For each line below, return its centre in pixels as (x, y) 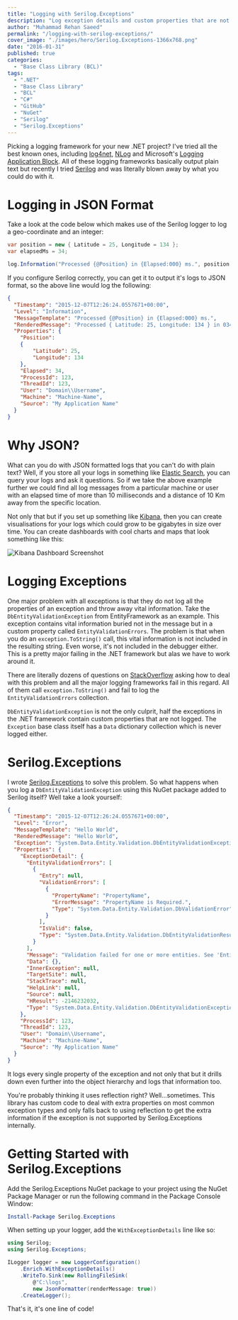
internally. (22, 1125)
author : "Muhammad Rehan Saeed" (55, 27)
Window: (20, 1203)
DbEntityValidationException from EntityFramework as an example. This (113, 616)
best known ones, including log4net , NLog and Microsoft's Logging (106, 154)
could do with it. (31, 176)
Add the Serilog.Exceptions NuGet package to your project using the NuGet (118, 1188)
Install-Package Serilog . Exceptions (61, 1217)
